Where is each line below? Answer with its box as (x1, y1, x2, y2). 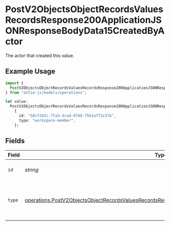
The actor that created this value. (5, 52, 74, 59)
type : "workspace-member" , (18, 118, 76, 123)
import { (5, 80, 24, 85)
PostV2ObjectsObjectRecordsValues (5, 4, 163, 15)
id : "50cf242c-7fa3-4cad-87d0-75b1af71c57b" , (18, 113, 116, 118)
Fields (5, 137, 25, 145)
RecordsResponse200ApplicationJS (5, 14, 162, 26)
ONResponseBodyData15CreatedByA (5, 25, 165, 36)
